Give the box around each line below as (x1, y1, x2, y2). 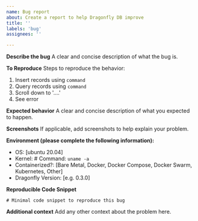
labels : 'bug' (6, 25, 42, 32)
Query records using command (14, 82, 87, 90)
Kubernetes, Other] (14, 168, 63, 175)
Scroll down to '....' (14, 89, 61, 96)
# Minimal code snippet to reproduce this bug (6, 198, 125, 204)
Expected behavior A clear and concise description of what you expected (6, 107, 190, 114)
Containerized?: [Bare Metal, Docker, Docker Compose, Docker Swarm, (14, 161, 193, 169)
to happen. (6, 114, 33, 121)
